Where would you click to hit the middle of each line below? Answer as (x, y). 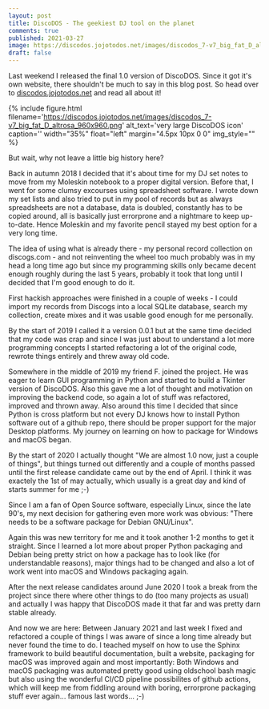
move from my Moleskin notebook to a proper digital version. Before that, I (131, 182)
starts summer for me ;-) (49, 489)
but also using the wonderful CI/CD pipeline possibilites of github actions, (130, 679)
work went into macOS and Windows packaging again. (98, 571)
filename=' (26, 117)
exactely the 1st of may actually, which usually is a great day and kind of (127, 481)
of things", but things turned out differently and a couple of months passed (132, 464)
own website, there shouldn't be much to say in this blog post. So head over (133, 84)
